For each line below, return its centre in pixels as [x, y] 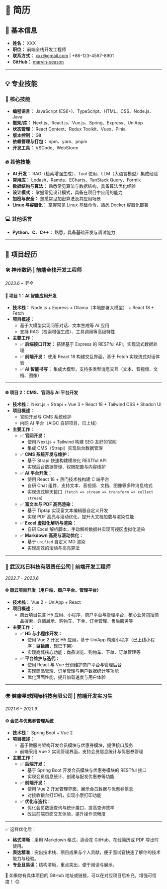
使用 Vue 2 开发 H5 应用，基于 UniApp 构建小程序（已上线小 [89, 639]
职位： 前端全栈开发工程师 [39, 49]
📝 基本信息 [21, 30]
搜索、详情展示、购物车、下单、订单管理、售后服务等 [79, 621]
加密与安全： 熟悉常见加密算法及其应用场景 [56, 198]
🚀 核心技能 [18, 99]
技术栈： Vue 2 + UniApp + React [46, 602]
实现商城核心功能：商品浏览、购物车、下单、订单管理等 [84, 652]
